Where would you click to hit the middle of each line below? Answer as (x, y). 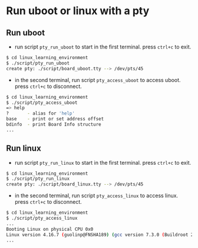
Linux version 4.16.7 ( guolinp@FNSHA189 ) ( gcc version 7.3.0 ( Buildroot (97, 234)
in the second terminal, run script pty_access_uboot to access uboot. (98, 80)
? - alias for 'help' (41, 113)
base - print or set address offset (55, 119)
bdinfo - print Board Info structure (54, 125)
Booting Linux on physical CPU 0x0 (50, 229)
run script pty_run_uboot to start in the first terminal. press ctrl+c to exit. (103, 47)
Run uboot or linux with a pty (78, 11)
